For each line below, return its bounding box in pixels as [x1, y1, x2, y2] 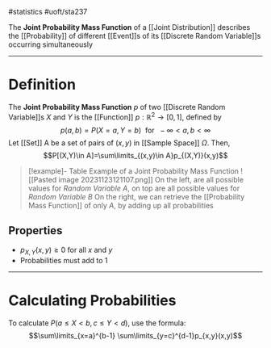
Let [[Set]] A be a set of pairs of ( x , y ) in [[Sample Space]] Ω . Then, [8, 137, 231, 148]
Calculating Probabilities [8, 291, 177, 310]
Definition [8, 76, 77, 94]
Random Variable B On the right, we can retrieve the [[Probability [27, 191, 245, 201]
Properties [8, 224, 63, 237]
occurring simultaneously [8, 40, 94, 49]
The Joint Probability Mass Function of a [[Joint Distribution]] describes [8, 23, 251, 31]
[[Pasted [27, 174, 57, 184]
